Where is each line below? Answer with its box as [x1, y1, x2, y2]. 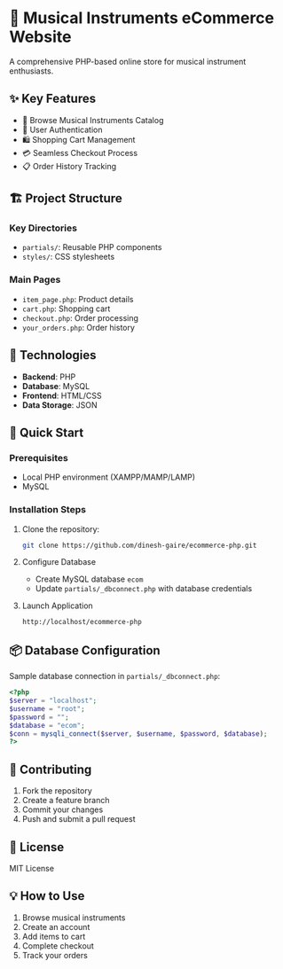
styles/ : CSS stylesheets [21, 252, 115, 262]
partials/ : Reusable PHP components [21, 242, 162, 253]
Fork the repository [21, 785, 93, 796]
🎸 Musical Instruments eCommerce [9, 8, 275, 28]
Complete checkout [21, 940, 95, 951]
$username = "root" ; [9, 704, 86, 713]
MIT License [9, 863, 55, 873]
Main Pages [9, 274, 61, 286]
